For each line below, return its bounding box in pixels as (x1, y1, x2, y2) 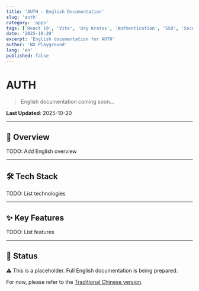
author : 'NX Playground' (6, 42, 68, 48)
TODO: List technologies (6, 190, 66, 197)
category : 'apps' (6, 20, 49, 25)
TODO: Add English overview (6, 148, 77, 155)
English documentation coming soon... (20, 98, 114, 105)
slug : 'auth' (6, 14, 38, 20)
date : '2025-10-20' (6, 31, 54, 37)
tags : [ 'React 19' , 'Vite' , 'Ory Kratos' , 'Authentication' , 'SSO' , (6, 25, 179, 31)
